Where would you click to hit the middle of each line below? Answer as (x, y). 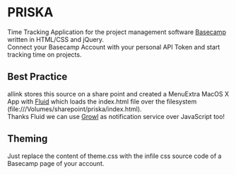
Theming (28, 139)
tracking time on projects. (45, 55)
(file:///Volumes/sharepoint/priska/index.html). (75, 109)
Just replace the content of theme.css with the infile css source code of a (114, 156)
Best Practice (37, 77)
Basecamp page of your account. (56, 163)
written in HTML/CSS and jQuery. (56, 39)
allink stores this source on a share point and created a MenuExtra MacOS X (118, 94)
